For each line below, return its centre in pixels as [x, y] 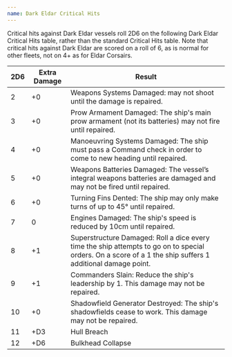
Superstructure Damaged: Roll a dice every [140, 238]
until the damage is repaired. [117, 101]
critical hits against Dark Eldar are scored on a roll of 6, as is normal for [108, 48]
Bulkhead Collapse [101, 342]
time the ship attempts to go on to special [137, 246]
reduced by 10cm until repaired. [122, 226]
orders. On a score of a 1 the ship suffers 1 [140, 255]
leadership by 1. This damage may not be [137, 283]
